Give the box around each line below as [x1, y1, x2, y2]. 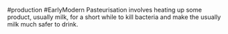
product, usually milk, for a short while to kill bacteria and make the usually [7, 13, 221, 21]
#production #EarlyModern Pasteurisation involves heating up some [7, 6, 202, 14]
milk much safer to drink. [7, 20, 79, 28]
